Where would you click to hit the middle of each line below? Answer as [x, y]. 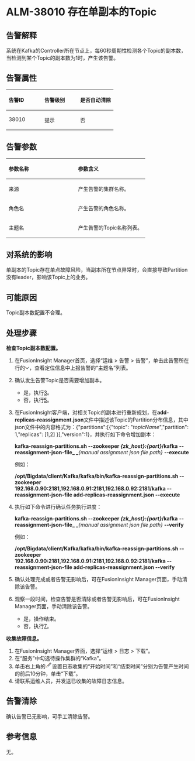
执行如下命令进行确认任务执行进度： [58, 507]
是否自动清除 [95, 100]
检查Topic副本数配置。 [34, 348]
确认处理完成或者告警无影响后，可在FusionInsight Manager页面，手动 [98, 580]
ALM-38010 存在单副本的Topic [81, 12]
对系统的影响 [29, 255]
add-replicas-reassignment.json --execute [127, 495]
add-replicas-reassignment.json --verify [124, 567]
